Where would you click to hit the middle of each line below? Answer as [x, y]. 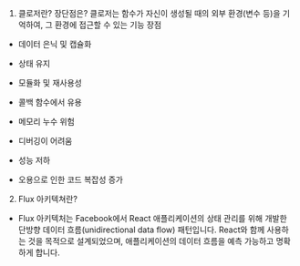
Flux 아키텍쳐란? [47, 199]
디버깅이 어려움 [45, 141]
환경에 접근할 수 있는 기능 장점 [108, 25]
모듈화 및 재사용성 [50, 83]
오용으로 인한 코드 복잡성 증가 [70, 179]
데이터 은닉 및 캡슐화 [55, 44]
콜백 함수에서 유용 [50, 102]
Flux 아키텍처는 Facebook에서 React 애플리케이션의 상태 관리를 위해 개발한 [152, 218]
